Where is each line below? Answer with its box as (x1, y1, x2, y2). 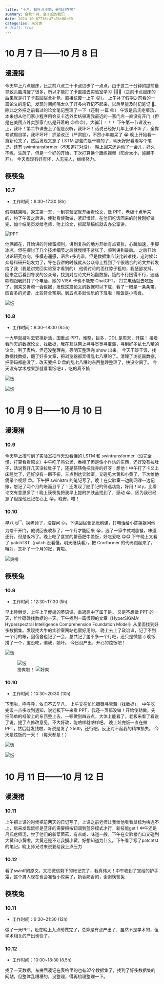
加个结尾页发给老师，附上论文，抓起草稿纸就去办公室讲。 (13, 221, 129, 227)
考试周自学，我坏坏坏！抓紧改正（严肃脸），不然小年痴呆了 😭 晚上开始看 (5, 132, 152, 137)
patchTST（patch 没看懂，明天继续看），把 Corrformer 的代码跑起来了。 (10, 540, 155, 546)
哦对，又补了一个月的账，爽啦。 (5, 546, 69, 552)
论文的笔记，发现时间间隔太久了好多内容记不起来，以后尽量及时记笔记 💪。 (9, 101, 159, 107)
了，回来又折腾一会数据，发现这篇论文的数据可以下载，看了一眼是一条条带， (5, 284, 159, 290)
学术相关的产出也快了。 (5, 933, 52, 939)
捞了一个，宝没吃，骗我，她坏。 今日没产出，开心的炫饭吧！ (5, 639, 126, 646)
